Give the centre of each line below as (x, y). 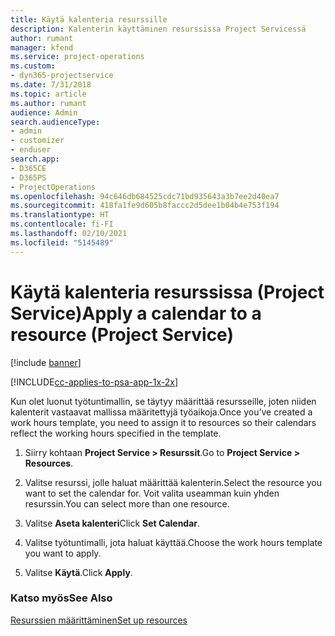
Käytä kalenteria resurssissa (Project (167, 292)
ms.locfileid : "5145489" (62, 242)
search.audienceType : (55, 122)
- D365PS (28, 177)
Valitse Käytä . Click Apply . (78, 572)
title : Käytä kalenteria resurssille (89, 19)
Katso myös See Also (61, 598)
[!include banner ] (46, 362)
